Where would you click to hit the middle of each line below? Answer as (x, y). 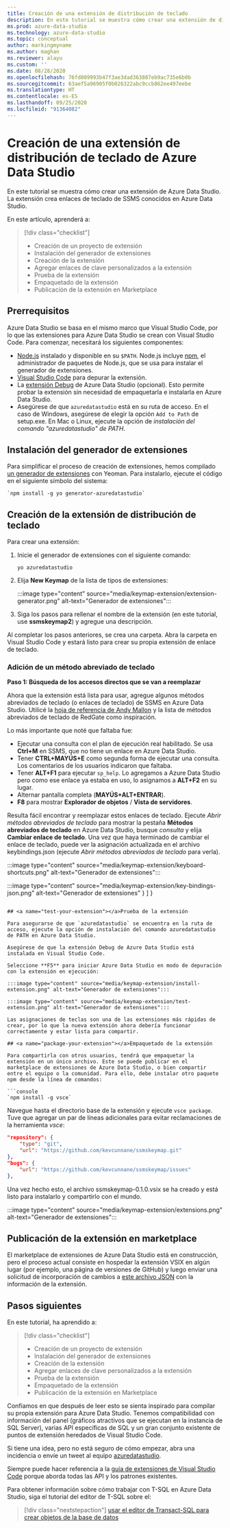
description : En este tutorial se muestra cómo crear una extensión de (111, 20)
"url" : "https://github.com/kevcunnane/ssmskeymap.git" (101, 1151)
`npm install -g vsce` (39, 1098)
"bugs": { (21, 1163)
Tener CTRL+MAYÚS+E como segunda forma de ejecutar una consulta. (118, 758)
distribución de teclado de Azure (102, 157)
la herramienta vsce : (36, 1125)
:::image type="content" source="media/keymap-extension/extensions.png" (115, 1210)
